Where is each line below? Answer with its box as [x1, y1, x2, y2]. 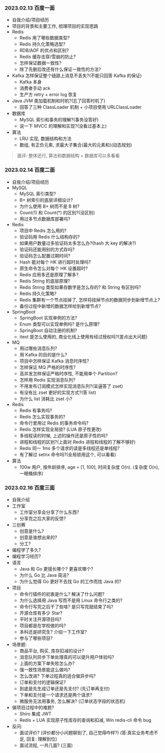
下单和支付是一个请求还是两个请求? [19, 692, 92, 698]
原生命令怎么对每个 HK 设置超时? [19, 265, 88, 271]
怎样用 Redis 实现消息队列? [19, 377, 76, 383]
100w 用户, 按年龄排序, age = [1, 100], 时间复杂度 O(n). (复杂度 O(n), [19, 464, 159, 470]
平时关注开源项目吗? [19, 616, 62, 622]
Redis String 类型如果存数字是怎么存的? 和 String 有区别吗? [19, 284, 141, 290]
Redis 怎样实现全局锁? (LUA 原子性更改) [19, 426, 102, 432]
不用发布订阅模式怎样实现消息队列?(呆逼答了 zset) [19, 383, 123, 389]
